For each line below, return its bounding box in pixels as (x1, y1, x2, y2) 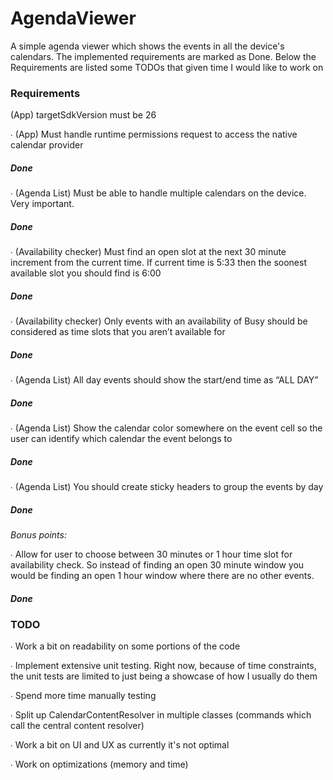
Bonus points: (10, 529, 67, 541)
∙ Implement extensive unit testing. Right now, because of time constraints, (10, 660, 317, 672)
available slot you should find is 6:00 (10, 267, 162, 279)
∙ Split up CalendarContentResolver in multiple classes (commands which (10, 709, 312, 721)
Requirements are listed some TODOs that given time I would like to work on (10, 61, 324, 73)
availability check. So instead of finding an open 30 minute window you (10, 559, 305, 571)
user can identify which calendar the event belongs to (10, 433, 233, 445)
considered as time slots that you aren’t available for (10, 326, 226, 338)
